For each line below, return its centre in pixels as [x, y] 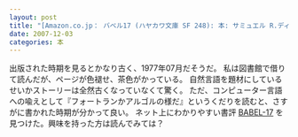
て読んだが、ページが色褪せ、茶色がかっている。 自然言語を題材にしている [146, 80]
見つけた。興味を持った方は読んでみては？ [87, 124]
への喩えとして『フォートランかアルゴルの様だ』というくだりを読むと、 [141, 102]
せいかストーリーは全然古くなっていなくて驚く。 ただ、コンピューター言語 [146, 90]
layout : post [33, 17]
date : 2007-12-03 [41, 34]
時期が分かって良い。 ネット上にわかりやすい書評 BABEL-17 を [169, 112]
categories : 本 [36, 42]
